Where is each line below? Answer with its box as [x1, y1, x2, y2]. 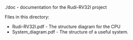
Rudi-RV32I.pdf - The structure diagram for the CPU [12, 23, 121, 29]
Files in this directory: [5, 14, 50, 19]
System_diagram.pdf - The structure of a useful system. [12, 29, 129, 34]
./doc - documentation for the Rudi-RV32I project [5, 4, 107, 10]
